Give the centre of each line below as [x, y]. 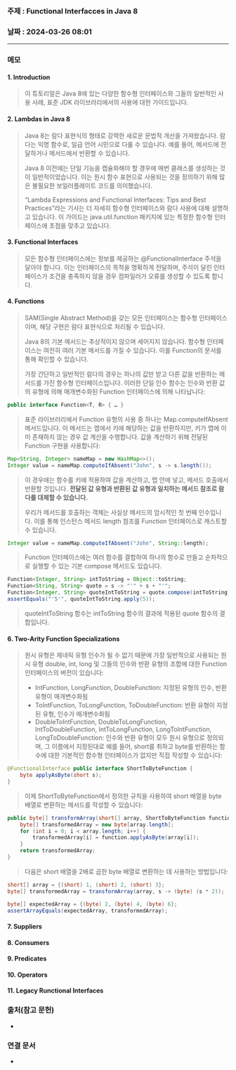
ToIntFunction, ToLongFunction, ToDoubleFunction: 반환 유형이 [125, 705]
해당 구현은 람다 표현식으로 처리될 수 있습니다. [102, 326]
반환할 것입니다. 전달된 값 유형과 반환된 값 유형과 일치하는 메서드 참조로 [121, 488]
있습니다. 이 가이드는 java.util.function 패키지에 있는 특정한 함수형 [122, 216]
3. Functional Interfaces [43, 242]
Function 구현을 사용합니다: [62, 445]
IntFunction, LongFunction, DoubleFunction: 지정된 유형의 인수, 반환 [131, 688]
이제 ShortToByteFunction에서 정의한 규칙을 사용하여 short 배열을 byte [123, 796]
